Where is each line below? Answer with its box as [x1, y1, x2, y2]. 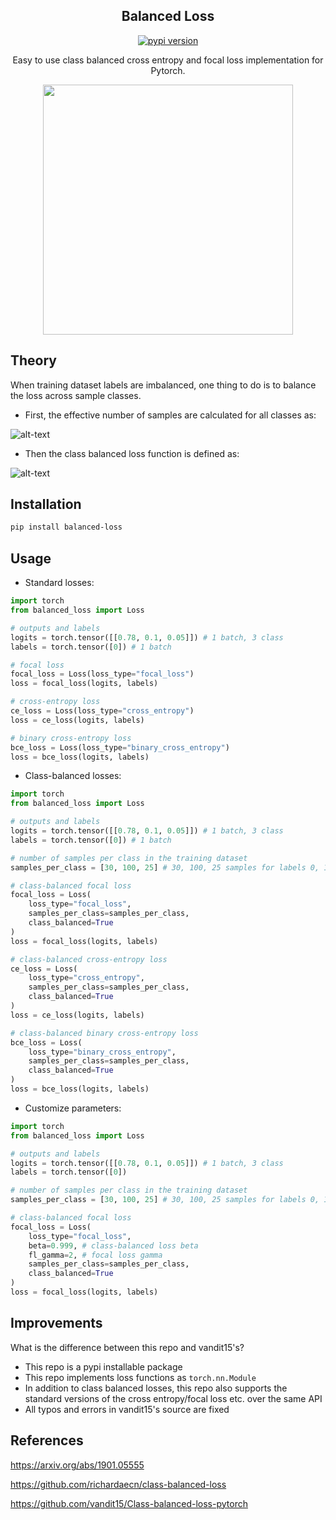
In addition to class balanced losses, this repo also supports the [24, 1382, 288, 1394]
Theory [10, 352, 58, 369]
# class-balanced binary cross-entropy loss [10, 1028, 199, 1038]
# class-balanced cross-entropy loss [10, 954, 168, 964]
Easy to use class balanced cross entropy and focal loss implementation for [12, 54, 324, 66]
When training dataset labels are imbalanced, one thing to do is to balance [10, 379, 317, 391]
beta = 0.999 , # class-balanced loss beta [28, 1240, 199, 1251]
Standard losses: [24, 577, 95, 589]
